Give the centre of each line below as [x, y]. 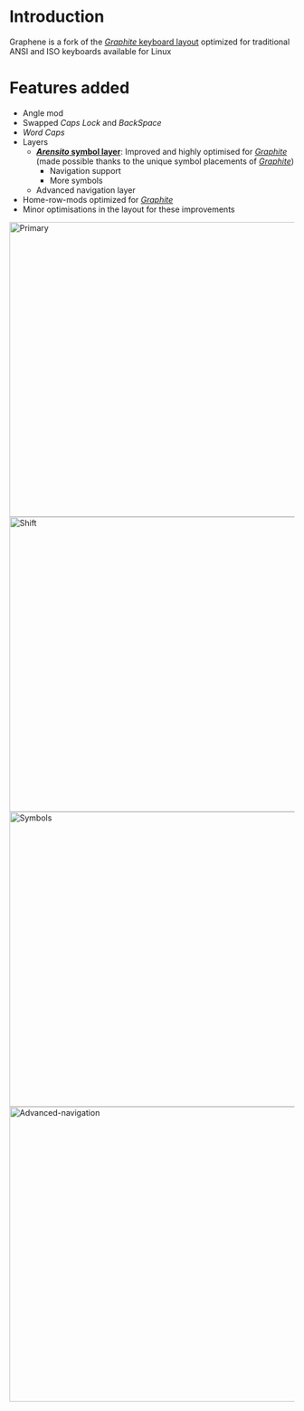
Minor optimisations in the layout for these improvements [128, 209]
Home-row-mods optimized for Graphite [98, 199]
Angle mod [43, 113]
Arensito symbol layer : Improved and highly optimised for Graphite [161, 151]
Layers [35, 141]
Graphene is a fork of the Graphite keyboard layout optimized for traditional [150, 42]
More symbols [76, 180]
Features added [70, 88]
